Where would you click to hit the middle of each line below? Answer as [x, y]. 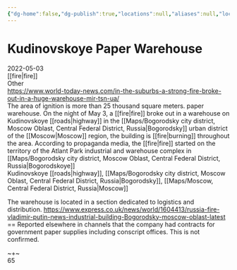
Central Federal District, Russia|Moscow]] [68, 188]
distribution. [25, 209]
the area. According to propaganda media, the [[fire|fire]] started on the [111, 143]
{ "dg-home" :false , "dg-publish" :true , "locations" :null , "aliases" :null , [113, 14]
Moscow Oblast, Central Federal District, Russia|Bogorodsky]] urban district [117, 128]
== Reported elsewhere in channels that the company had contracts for [111, 224]
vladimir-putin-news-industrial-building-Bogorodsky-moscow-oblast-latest [116, 216]
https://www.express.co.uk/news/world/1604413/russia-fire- [132, 209]
